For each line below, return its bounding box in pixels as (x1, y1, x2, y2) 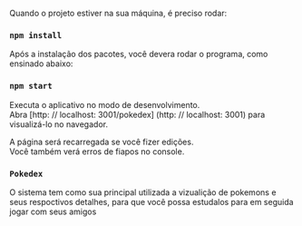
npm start (9, 81, 53, 92)
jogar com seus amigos (9, 206, 97, 217)
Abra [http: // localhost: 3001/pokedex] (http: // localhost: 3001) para (9, 109, 266, 120)
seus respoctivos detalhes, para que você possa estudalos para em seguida (9, 196, 294, 207)
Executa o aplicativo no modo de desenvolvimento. (9, 99, 200, 110)
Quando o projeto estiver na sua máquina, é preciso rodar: (9, 8, 228, 18)
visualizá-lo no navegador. (9, 118, 109, 130)
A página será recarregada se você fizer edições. (9, 136, 194, 147)
